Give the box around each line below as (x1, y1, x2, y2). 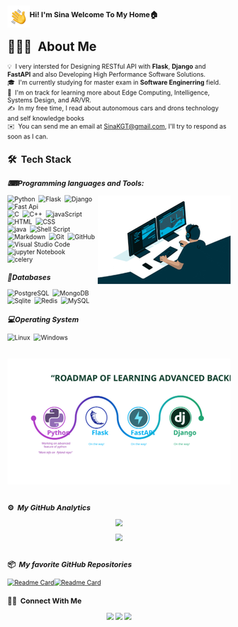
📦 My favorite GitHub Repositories (7, 560, 132, 569)
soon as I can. (7, 132, 48, 141)
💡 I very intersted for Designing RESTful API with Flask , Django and (7, 62, 206, 70)
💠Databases (7, 273, 51, 283)
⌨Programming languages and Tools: (7, 178, 144, 188)
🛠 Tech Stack (7, 153, 72, 165)
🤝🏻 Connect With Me (7, 596, 82, 606)
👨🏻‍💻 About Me (7, 38, 97, 55)
